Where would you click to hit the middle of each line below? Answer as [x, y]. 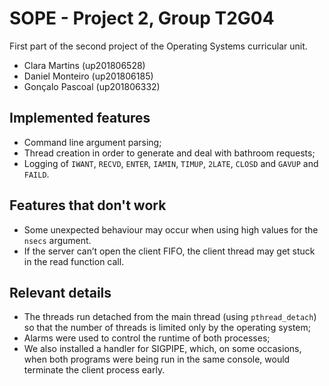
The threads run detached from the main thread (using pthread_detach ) [170, 317]
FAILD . [36, 174]
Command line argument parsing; [92, 142]
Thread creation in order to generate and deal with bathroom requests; [169, 153]
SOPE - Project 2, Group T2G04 [142, 18]
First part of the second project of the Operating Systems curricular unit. [158, 46]
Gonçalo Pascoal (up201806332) [92, 86]
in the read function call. [74, 261]
